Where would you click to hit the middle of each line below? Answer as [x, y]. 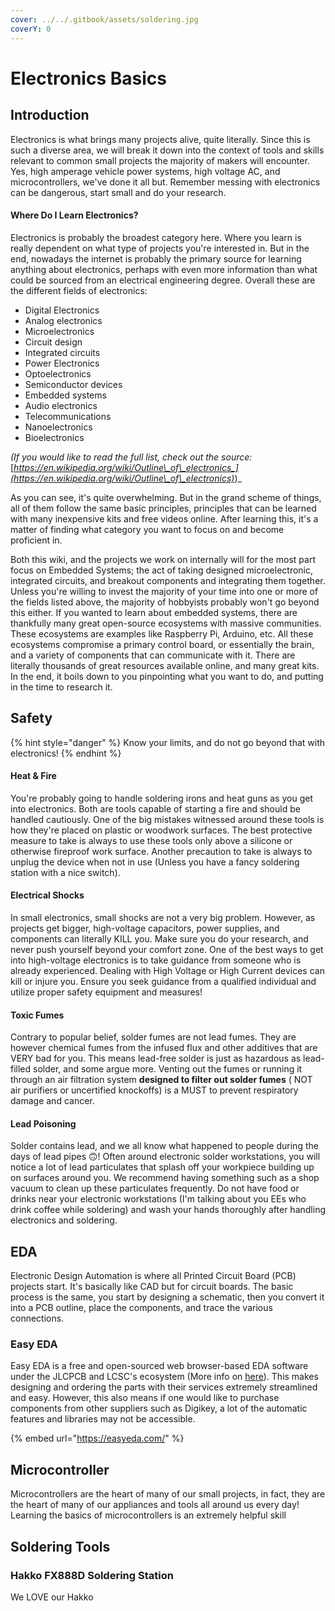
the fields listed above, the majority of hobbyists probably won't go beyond [165, 602]
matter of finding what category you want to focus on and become [147, 529]
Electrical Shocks [47, 895]
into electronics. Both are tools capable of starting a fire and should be [155, 808]
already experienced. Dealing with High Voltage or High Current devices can [167, 970]
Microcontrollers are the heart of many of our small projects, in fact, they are [168, 1494]
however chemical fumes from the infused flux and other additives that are [164, 1048]
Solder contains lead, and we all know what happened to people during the [164, 1146]
